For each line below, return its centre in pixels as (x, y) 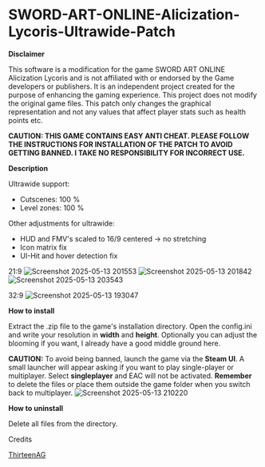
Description (28, 168)
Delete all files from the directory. (63, 423)
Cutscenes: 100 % (50, 199)
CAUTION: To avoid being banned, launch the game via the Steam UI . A (127, 358)
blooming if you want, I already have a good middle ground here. (115, 343)
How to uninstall (36, 408)
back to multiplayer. (41, 393)
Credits (20, 439)
